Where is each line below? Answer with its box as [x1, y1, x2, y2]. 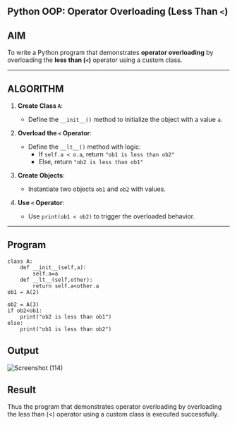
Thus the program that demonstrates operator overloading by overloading [7, 402, 222, 411]
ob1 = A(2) [7, 288, 39, 295]
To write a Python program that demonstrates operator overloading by [7, 49, 214, 57]
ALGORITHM [7, 82, 64, 94]
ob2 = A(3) [7, 301, 39, 308]
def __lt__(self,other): [20, 276, 93, 283]
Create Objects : [17, 171, 65, 180]
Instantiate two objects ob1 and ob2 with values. [28, 185, 166, 193]
